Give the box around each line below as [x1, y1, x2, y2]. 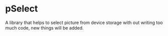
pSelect [5, 3, 38, 14]
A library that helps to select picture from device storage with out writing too [5, 19, 163, 25]
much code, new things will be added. [5, 24, 84, 30]
